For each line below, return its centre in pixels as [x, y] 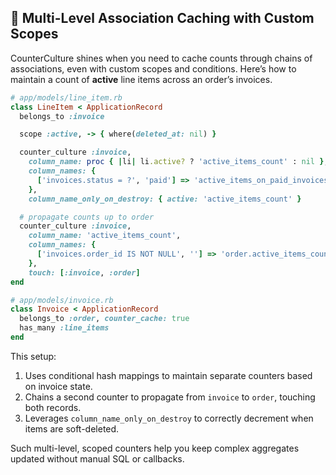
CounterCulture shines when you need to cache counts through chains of [161, 58]
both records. [53, 407]
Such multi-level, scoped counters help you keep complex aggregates [155, 448]
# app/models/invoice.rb [62, 300]
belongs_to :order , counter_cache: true [104, 319]
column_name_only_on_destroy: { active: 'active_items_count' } [165, 199]
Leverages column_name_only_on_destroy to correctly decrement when [169, 418]
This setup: [33, 356]
